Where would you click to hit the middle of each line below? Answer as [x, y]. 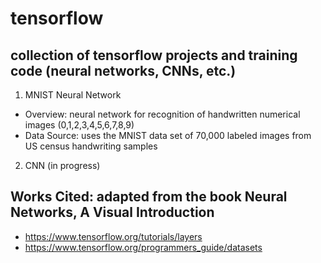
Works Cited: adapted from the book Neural [149, 197]
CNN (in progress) [62, 165]
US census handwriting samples [91, 146]
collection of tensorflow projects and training [154, 55]
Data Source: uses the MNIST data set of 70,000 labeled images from [168, 135]
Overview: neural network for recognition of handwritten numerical [162, 114]
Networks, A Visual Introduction [112, 212]
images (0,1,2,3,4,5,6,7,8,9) [79, 125]
